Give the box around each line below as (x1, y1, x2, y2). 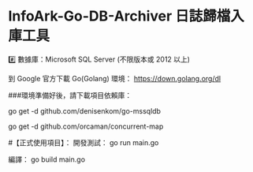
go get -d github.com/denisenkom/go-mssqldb (8, 106, 162, 115)
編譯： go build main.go (8, 155, 85, 164)
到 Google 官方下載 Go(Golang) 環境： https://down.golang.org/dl (8, 73, 221, 83)
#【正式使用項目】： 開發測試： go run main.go (8, 137, 159, 147)
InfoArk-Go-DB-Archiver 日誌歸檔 (8, 7, 231, 25)
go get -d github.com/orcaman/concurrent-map (8, 122, 164, 131)
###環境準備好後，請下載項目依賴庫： (8, 90, 132, 99)
